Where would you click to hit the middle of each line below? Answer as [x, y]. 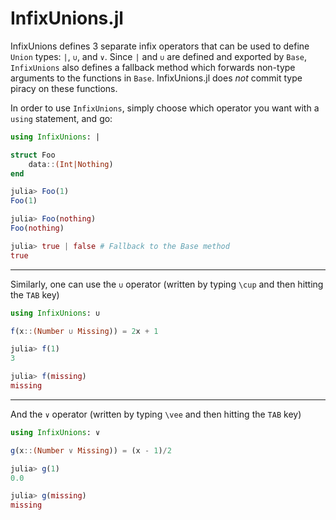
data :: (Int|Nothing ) [71, 164]
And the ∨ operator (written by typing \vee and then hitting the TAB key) [156, 414]
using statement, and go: [61, 118]
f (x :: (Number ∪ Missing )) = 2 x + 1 [84, 331]
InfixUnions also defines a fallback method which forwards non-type [153, 67]
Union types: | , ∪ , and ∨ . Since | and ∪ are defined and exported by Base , [159, 56]
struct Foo [33, 155]
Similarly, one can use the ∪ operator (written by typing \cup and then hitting [167, 284]
